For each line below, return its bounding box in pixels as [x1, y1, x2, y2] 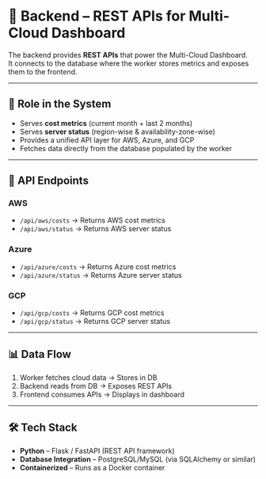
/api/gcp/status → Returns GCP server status [19, 317, 171, 326]
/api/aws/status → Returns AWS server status [19, 224, 172, 234]
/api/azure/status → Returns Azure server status [19, 270, 182, 279]
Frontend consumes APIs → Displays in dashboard [19, 390, 184, 399]
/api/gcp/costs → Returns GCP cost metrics [19, 308, 165, 317]
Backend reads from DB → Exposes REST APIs [19, 381, 173, 390]
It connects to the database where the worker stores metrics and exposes [8, 59, 249, 68]
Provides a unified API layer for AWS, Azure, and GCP [19, 135, 195, 145]
